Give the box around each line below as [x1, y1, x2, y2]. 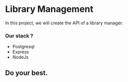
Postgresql [12, 44, 35, 50]
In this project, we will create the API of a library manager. [5, 20, 124, 26]
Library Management [5, 3, 93, 15]
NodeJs [12, 54, 29, 60]
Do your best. [5, 69, 48, 77]
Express [12, 49, 29, 55]
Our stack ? [5, 32, 34, 39]
